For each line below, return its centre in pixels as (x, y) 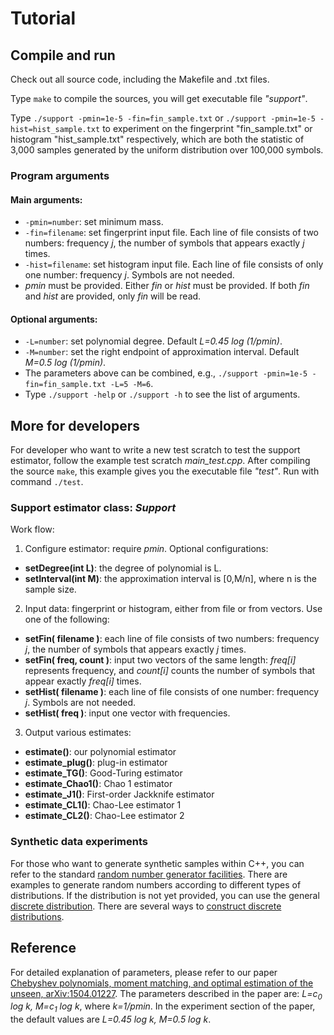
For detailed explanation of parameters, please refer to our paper (144, 972)
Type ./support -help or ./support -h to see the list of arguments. (162, 394)
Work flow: (32, 529)
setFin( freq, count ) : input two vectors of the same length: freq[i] (160, 660)
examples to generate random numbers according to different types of (156, 884)
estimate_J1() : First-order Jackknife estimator (119, 794)
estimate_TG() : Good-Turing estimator (103, 773)
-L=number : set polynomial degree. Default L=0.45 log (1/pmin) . (153, 341)
